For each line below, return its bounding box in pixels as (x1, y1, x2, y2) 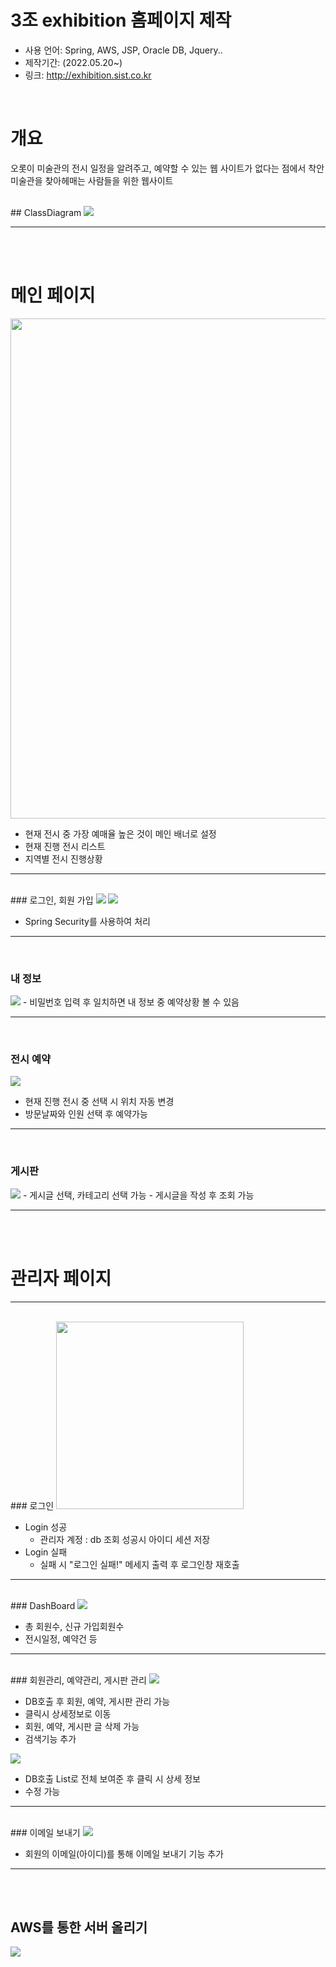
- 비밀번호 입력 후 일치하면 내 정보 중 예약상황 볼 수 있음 (22, 996, 240, 1008)
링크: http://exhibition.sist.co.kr (24, 69, 152, 81)
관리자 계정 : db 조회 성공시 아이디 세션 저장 (39, 1533, 211, 1545)
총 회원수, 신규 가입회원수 (24, 1620, 125, 1632)
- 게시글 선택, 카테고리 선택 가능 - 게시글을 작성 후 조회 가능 (22, 1189, 255, 1201)
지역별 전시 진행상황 (24, 852, 103, 865)
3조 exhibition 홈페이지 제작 (10, 9, 232, 32)
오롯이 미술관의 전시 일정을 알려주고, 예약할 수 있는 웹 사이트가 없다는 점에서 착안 (10, 162, 325, 174)
